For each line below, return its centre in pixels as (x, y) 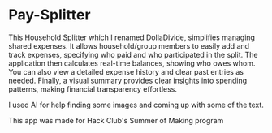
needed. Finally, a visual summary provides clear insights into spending (128, 80)
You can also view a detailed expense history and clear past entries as (126, 71)
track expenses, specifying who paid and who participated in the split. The (133, 54)
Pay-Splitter (50, 15)
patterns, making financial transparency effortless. (93, 89)
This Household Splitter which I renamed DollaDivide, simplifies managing (132, 37)
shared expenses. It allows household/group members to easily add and (129, 45)
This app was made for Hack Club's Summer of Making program (116, 120)
